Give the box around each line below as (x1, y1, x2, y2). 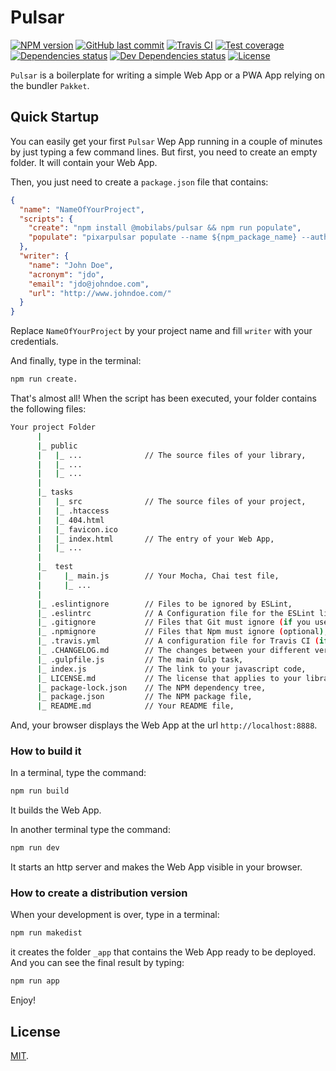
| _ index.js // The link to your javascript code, (36, 664, 307, 674)
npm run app (10, 976, 60, 986)
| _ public (36, 441, 78, 451)
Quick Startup (10, 109, 100, 126)
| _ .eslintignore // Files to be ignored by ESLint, (36, 599, 293, 609)
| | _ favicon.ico (36, 524, 118, 535)
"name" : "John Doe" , (28, 260, 114, 270)
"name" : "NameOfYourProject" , (19, 204, 145, 215)
